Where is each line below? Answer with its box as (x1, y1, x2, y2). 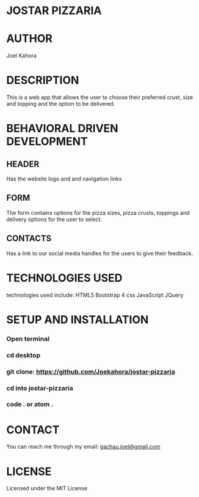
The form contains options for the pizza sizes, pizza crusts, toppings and (6, 209, 190, 216)
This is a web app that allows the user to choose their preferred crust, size (6, 94, 194, 101)
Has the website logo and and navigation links (6, 175, 122, 182)
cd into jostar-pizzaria (6, 384, 73, 392)
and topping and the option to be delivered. (6, 100, 115, 108)
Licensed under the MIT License (6, 485, 87, 492)
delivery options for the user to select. (6, 215, 103, 223)
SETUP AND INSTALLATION (6, 313, 149, 326)
